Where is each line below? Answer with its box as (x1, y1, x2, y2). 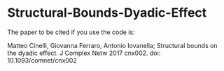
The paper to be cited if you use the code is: (7, 28, 135, 36)
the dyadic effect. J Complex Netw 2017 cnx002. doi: (7, 49, 161, 57)
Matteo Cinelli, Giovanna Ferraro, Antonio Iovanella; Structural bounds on (7, 41, 218, 49)
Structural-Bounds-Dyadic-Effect (7, 5, 207, 21)
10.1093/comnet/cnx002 (7, 56, 77, 64)
